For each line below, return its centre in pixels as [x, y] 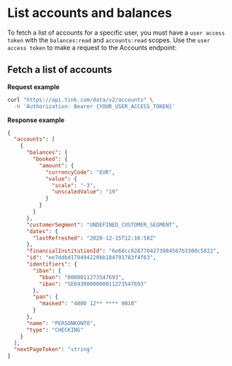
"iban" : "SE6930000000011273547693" [93, 284]
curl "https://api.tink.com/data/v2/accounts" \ [80, 100]
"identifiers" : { [52, 264]
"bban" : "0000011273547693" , [82, 277]
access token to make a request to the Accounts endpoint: [92, 47]
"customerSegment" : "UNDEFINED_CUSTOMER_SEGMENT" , [102, 225]
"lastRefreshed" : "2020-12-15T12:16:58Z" [95, 238]
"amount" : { [56, 165]
